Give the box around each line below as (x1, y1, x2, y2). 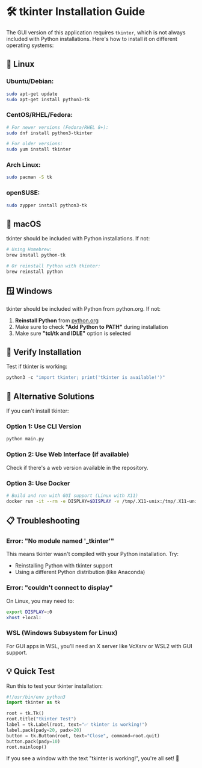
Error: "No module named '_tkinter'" (6, 537, 114, 545)
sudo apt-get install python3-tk (6, 96, 90, 102)
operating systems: (6, 42, 54, 49)
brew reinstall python (6, 269, 63, 275)
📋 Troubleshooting (6, 516, 80, 526)
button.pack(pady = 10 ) (6, 738, 61, 745)
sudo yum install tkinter (6, 146, 71, 152)
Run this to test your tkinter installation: (6, 682, 103, 690)
